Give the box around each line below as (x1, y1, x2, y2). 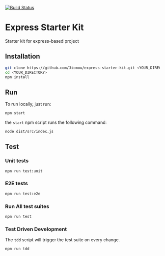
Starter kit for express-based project (5, 38, 80, 44)
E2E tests (5, 180, 28, 187)
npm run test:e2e (5, 191, 41, 196)
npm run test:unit (5, 169, 43, 173)
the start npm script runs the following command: (5, 119, 107, 125)
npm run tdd (5, 246, 29, 252)
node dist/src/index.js (5, 129, 54, 134)
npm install (5, 74, 29, 80)
